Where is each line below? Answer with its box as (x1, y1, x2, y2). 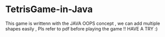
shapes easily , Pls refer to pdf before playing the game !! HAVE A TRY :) (5, 25, 158, 31)
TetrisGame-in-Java (5, 4, 93, 15)
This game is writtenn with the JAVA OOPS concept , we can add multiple (5, 20, 160, 26)
